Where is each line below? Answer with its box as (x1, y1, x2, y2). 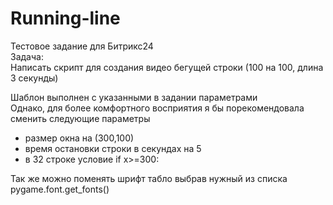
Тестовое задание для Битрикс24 (10, 40, 154, 52)
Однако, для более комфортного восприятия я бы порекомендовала (10, 102, 305, 114)
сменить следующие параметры (10, 112, 151, 124)
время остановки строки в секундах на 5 (24, 142, 202, 154)
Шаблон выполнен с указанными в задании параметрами (10, 91, 258, 103)
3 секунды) (10, 72, 59, 84)
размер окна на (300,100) (24, 132, 135, 144)
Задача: (10, 50, 44, 62)
